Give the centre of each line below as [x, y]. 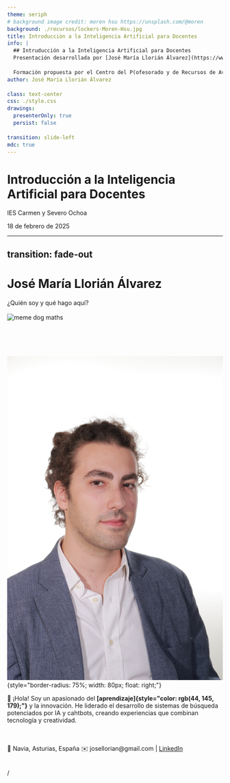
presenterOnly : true [42, 116]
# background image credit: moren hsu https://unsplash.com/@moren [105, 22]
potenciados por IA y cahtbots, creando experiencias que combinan [103, 712]
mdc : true [21, 145]
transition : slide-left [41, 137]
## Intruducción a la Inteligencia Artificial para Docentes [102, 51]
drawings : [21, 109]
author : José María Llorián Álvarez [59, 80]
